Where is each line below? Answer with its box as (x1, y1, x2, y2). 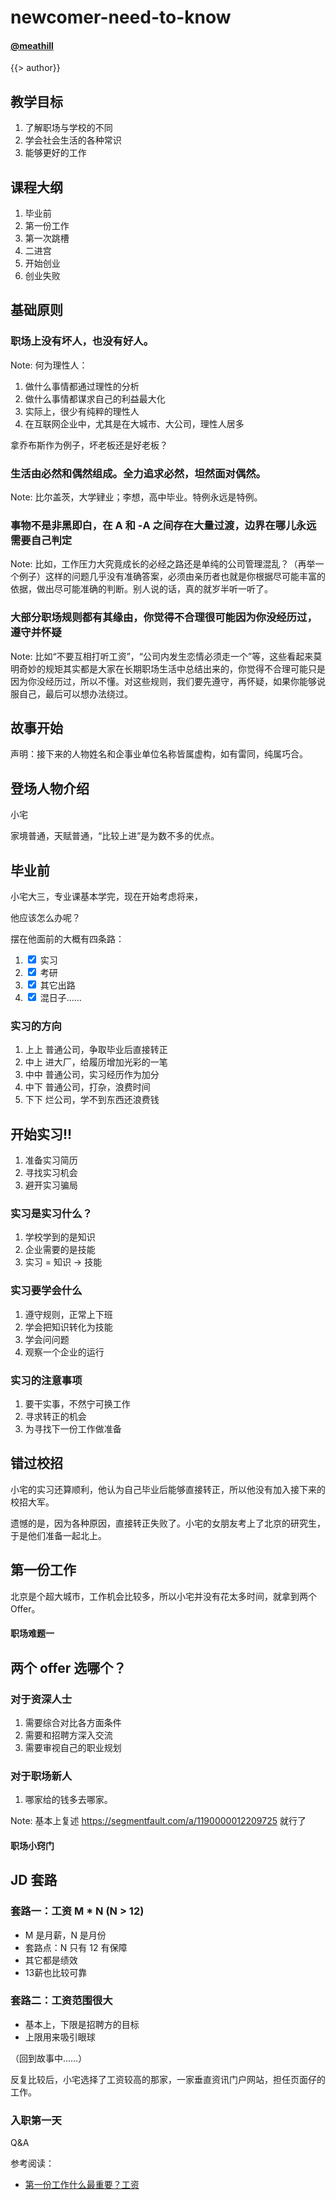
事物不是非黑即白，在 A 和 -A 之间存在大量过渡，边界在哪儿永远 (10, 518, 317, 532)
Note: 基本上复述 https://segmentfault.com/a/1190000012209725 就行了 (10, 1815, 307, 1827)
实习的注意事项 (10, 1373, 83, 1387)
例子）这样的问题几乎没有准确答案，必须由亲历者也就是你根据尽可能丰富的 (18, 571, 326, 583)
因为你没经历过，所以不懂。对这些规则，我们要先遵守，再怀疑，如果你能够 (10, 675, 317, 687)
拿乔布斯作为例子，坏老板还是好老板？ (10, 439, 168, 451)
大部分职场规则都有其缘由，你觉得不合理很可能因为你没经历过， (10, 611, 318, 625)
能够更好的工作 (24, 147, 87, 159)
